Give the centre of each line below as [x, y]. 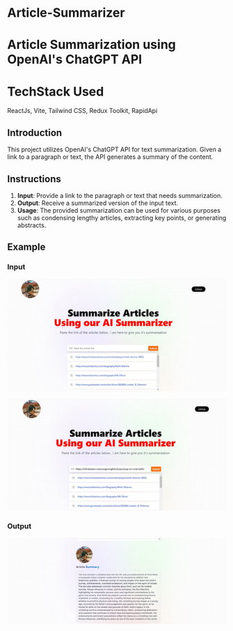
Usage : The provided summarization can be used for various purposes [119, 210]
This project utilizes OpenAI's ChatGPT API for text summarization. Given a [114, 150]
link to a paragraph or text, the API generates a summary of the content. [110, 157]
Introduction [35, 133]
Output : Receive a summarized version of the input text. [98, 203]
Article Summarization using [91, 45]
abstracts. [32, 225]
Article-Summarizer [66, 13]
